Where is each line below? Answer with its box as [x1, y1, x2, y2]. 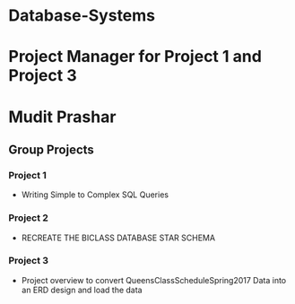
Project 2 [8, 212, 48, 224]
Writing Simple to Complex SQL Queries [21, 189, 169, 200]
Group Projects [8, 142, 95, 157]
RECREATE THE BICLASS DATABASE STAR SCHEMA [21, 232, 216, 243]
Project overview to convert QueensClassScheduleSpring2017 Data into [21, 274, 287, 285]
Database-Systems [8, 5, 156, 26]
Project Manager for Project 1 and [8, 47, 262, 67]
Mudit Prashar [8, 107, 117, 126]
